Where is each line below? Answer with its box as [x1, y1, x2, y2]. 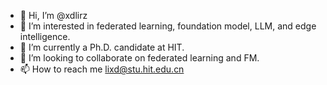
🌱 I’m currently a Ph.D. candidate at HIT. [19, 41, 185, 53]
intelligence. [19, 31, 71, 42]
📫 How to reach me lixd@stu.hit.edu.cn [19, 63, 185, 75]
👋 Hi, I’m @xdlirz [19, 10, 88, 21]
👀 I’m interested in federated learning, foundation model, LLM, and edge [19, 20, 317, 32]
